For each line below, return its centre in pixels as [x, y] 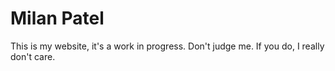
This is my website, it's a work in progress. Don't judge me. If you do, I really [167, 46]
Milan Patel [57, 18]
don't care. [33, 56]
